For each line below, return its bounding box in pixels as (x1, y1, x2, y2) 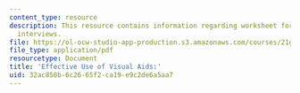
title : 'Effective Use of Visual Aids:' (9, 63, 162, 72)
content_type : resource (9, 12, 98, 22)
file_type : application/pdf (9, 46, 114, 55)
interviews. (17, 29, 62, 38)
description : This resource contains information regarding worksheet (9, 21, 278, 30)
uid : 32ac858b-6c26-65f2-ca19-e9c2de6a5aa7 (9, 71, 174, 80)
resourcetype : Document (9, 54, 98, 63)
